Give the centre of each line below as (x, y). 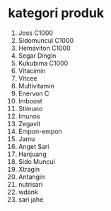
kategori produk (56, 13)
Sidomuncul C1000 (46, 40)
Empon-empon (40, 131)
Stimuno (30, 108)
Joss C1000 (36, 33)
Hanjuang (32, 154)
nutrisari (30, 184)
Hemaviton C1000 (45, 48)
